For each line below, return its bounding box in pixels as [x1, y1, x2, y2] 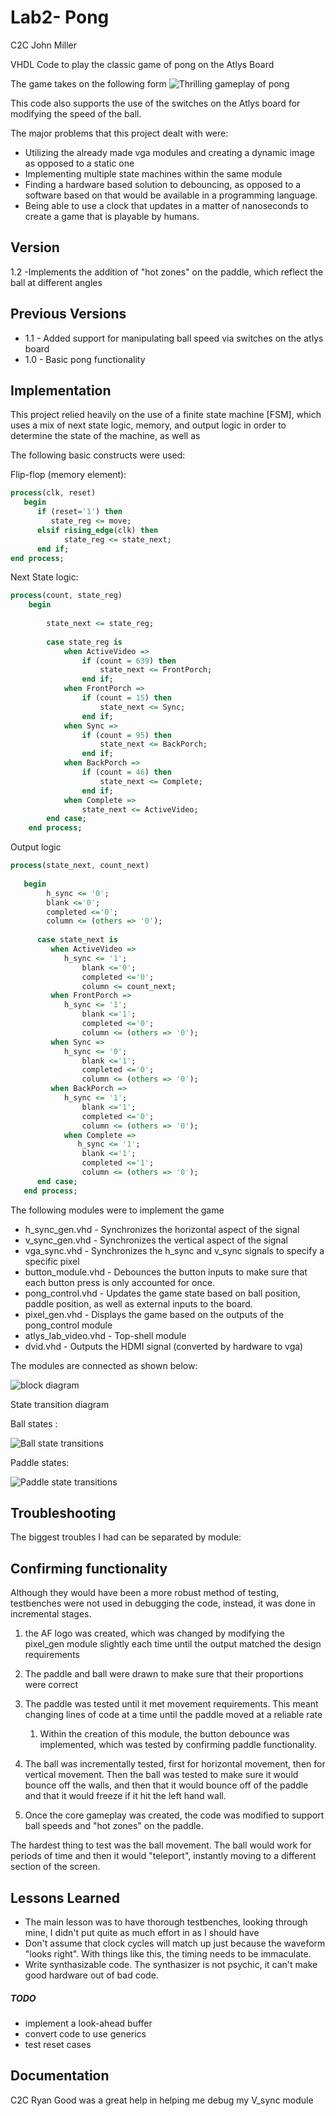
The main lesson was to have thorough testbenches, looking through [24, 1916, 308, 1928]
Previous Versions [10, 306, 127, 323]
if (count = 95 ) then [81, 730, 172, 740]
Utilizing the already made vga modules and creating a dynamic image [24, 146, 315, 158]
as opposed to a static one [24, 157, 135, 169]
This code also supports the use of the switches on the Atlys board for [10, 97, 301, 109]
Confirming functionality [10, 1560, 168, 1577]
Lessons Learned [10, 1889, 120, 1906]
